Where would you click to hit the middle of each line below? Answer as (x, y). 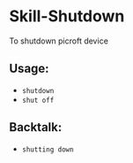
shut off (38, 100)
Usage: (30, 69)
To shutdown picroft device (59, 41)
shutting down (48, 149)
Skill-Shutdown (67, 16)
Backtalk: (36, 127)
